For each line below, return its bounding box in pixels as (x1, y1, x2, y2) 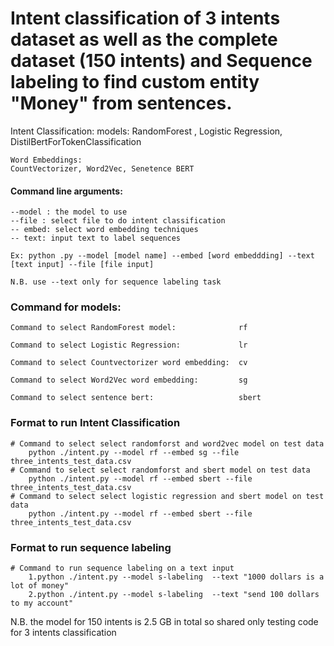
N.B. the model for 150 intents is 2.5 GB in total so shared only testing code (10, 616, 319, 628)
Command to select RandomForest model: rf (10, 323, 248, 333)
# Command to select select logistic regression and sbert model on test (10, 491, 325, 501)
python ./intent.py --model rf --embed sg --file (28, 447, 240, 457)
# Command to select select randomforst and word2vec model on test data (10, 438, 325, 449)
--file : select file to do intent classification (10, 216, 226, 226)
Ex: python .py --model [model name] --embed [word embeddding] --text (10, 251, 315, 261)
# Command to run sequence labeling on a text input (10, 563, 235, 574)
